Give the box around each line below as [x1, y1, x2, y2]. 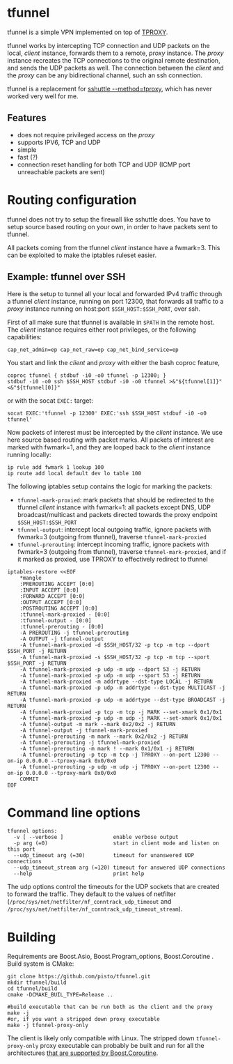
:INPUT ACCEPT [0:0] [19, 587, 79, 594]
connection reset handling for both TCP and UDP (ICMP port [17, 160, 191, 169]
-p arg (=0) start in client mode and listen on [13, 840, 219, 847]
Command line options [7, 805, 140, 820]
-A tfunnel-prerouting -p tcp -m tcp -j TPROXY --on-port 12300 [19, 751, 210, 758]
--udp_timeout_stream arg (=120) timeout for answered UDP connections [13, 864, 226, 872]
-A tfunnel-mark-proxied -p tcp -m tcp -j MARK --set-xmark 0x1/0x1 [19, 709, 223, 716]
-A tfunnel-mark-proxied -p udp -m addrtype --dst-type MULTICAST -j [19, 684, 226, 691]
